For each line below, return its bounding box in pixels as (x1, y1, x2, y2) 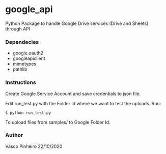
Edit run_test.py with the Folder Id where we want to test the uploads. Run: (5, 100, 161, 106)
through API (5, 25, 31, 32)
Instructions (5, 79, 37, 86)
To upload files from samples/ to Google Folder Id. (5, 119, 110, 125)
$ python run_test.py (5, 110, 51, 115)
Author (5, 132, 23, 139)
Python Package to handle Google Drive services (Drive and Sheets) (5, 20, 149, 26)
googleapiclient (12, 55, 46, 61)
